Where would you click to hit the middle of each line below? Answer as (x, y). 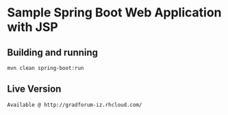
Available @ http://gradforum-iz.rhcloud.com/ (75, 105)
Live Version (34, 89)
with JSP (33, 27)
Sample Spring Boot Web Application (114, 13)
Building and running (52, 52)
